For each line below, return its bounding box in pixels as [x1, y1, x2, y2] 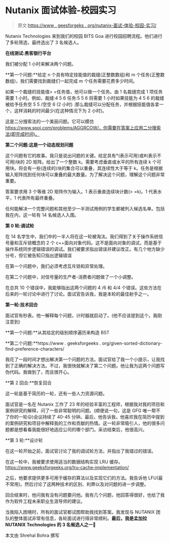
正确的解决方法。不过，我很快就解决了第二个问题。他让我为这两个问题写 [14, 363, 165, 369]
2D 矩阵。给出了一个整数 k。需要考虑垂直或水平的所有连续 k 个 [26, 159, 157, 165]
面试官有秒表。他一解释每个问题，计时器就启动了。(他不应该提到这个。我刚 [5, 312, 162, 319]
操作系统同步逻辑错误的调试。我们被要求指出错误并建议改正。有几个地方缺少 [5, 246, 165, 252]
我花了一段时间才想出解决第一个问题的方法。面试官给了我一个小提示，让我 [5, 356, 160, 362]
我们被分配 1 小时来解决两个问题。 [5, 61, 76, 67]
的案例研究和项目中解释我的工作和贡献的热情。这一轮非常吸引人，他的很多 [5, 420, 160, 426]
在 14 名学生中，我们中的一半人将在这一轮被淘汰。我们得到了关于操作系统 [5, 233, 159, 239]
